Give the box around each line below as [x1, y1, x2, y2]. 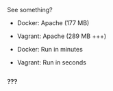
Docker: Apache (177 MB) [16, 19, 90, 26]
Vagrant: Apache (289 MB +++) [16, 32, 107, 40]
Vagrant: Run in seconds [16, 58, 87, 67]
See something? [7, 6, 53, 14]
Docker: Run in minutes [16, 45, 84, 53]
